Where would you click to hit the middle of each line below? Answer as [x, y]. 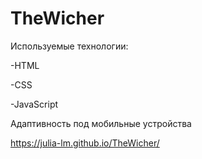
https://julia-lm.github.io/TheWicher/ [85, 143]
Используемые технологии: [69, 46]
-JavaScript [34, 104]
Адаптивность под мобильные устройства [101, 123]
